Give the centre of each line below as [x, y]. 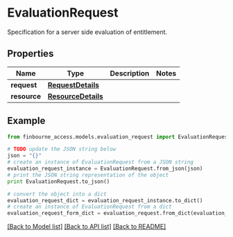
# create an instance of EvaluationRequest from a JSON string [101, 162]
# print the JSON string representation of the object [88, 175]
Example [26, 121]
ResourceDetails [76, 96]
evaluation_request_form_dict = [54, 213]
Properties [31, 54]
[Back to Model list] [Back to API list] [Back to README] [87, 227]
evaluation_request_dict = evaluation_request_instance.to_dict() [105, 200]
